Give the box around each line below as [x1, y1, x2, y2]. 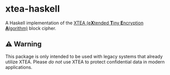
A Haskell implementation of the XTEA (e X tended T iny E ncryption [5, 20, 144, 26]
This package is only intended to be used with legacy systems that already [5, 53, 163, 59]
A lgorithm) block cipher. [5, 25, 56, 31]
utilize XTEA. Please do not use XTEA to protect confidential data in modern [5, 59, 165, 65]
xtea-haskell [5, 3, 60, 15]
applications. [5, 64, 32, 70]
